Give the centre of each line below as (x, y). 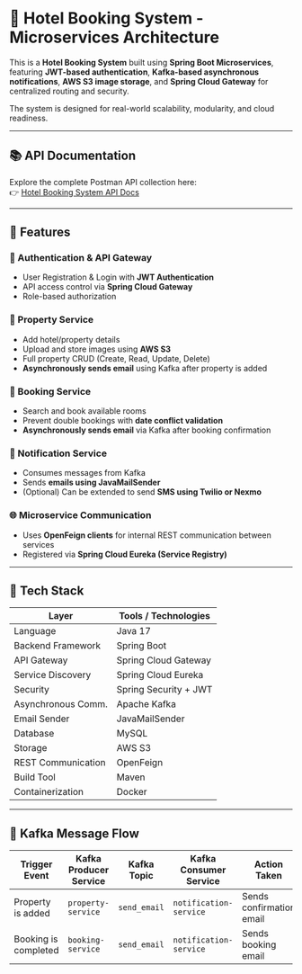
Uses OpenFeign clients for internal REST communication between (147, 535)
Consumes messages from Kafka (84, 473)
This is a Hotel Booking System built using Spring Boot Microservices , (142, 62)
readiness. (29, 118)
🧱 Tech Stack (47, 591)
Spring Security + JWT (164, 690)
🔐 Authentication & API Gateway (81, 258)
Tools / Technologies (164, 616)
